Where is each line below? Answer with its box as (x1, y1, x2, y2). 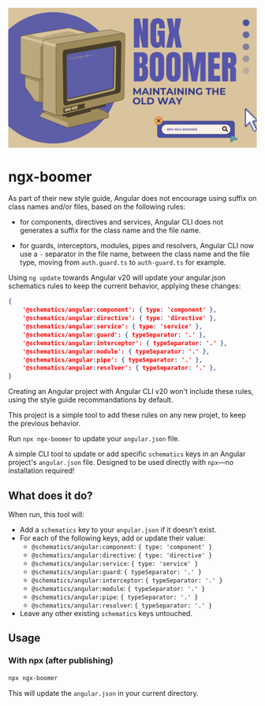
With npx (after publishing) (8, 655, 114, 666)
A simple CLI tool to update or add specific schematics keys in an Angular (8, 449, 246, 459)
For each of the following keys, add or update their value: (19, 533, 206, 543)
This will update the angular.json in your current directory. (8, 688, 199, 697)
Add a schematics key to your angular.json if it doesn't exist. (19, 525, 217, 534)
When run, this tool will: (8, 510, 85, 519)
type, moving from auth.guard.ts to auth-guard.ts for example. (19, 258, 226, 267)
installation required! (8, 466, 75, 476)
